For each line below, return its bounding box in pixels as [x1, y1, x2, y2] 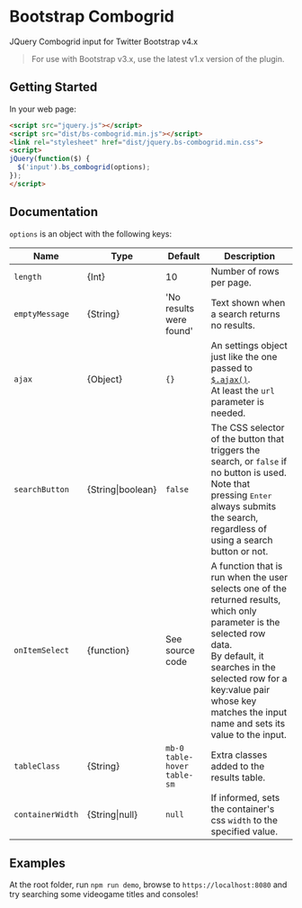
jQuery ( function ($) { [9, 155, 91, 164]
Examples [9, 855, 66, 870]
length [13, 272, 42, 282]
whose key [210, 695, 257, 707]
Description [224, 249, 276, 262]
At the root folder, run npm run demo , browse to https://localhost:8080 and [9, 879, 288, 890]
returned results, [210, 593, 281, 606]
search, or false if [210, 454, 288, 467]
